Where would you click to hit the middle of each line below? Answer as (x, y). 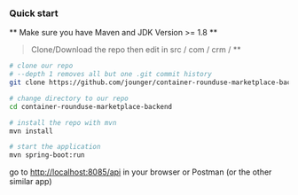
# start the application (55, 147)
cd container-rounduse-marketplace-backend (91, 106)
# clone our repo (41, 66)
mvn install (31, 131)
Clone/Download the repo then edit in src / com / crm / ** (136, 50)
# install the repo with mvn (63, 122)
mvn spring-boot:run (47, 155)
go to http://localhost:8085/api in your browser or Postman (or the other (141, 172)
